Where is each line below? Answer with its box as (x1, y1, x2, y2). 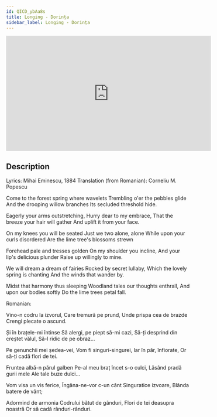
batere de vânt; (6, 388, 43, 395)
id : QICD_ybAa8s (6, 8, 46, 15)
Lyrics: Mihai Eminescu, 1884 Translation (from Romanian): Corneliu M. (6, 177, 177, 184)
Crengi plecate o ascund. (6, 317, 67, 325)
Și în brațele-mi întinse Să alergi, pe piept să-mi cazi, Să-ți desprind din (6, 329, 178, 336)
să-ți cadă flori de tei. (6, 353, 58, 360)
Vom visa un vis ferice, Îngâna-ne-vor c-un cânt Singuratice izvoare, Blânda (6, 382, 189, 389)
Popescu (6, 183, 27, 190)
